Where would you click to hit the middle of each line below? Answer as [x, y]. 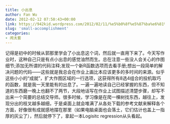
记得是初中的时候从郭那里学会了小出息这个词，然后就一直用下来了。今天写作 [85, 53]
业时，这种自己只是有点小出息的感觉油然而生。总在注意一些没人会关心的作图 [85, 59]
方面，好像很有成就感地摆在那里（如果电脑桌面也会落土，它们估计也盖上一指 [85, 109]
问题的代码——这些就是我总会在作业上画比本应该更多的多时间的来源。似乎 [87, 72]
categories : [18, 33]
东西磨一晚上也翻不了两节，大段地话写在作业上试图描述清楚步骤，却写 [87, 91]
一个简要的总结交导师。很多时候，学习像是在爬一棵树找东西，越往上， [87, 97]
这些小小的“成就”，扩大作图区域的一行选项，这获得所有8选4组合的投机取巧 [83, 78]
